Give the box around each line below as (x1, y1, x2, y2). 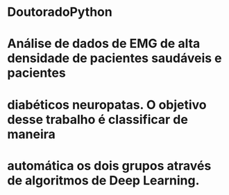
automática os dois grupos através (7, 158, 212, 174)
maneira (7, 126, 56, 142)
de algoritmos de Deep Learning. (7, 172, 200, 188)
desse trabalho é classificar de (7, 111, 189, 127)
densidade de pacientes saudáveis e (7, 50, 222, 66)
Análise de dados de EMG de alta (7, 36, 201, 52)
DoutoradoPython (7, 4, 112, 20)
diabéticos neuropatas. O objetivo (7, 97, 207, 113)
